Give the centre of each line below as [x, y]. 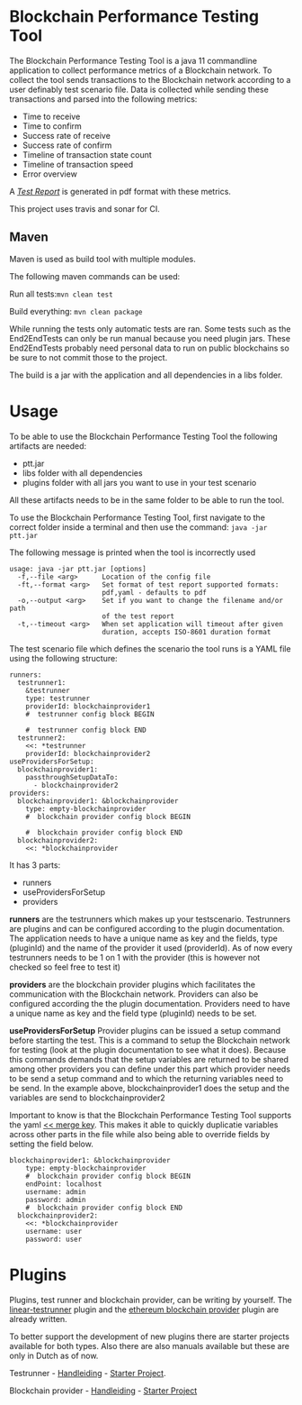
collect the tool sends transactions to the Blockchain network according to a [150, 79]
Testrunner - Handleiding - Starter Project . [88, 1373]
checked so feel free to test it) [65, 967]
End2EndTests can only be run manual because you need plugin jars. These [150, 338]
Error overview [50, 174]
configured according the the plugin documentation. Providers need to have [150, 1003]
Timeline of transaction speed [77, 164]
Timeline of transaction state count [87, 154]
